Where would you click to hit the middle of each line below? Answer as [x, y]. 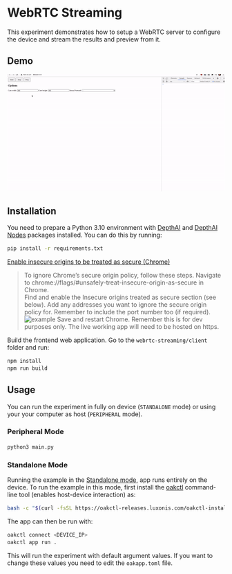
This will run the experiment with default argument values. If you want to [110, 555]
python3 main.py [30, 447]
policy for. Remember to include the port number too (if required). [117, 312]
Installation [32, 211]
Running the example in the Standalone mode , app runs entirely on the [107, 480]
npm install [24, 361]
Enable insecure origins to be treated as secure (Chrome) [89, 262]
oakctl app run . [32, 542]
